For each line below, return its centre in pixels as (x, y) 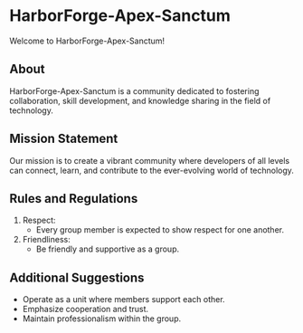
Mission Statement (64, 139)
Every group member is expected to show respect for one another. (160, 230)
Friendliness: (46, 240)
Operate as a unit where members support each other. (123, 300)
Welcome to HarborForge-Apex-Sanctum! (87, 41)
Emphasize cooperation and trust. (85, 309)
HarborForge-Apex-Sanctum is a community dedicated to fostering (134, 90)
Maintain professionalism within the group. (102, 319)
